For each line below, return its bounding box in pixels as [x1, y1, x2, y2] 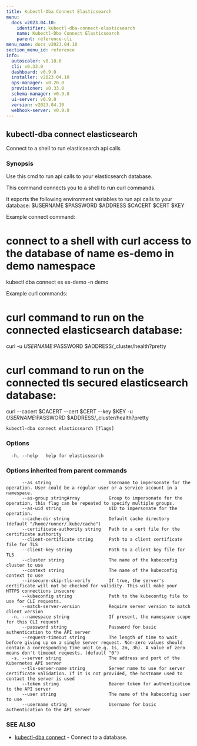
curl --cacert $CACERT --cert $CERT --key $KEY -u [6, 408, 133, 415]
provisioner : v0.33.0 [11, 86, 65, 91]
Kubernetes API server [6, 660, 62, 666]
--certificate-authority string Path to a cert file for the [21, 526, 181, 532]
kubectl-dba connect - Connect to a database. [14, 734, 128, 741]
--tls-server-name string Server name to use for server [21, 665, 185, 671]
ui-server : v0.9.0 [11, 96, 57, 102]
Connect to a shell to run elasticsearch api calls [6, 145, 121, 152]
